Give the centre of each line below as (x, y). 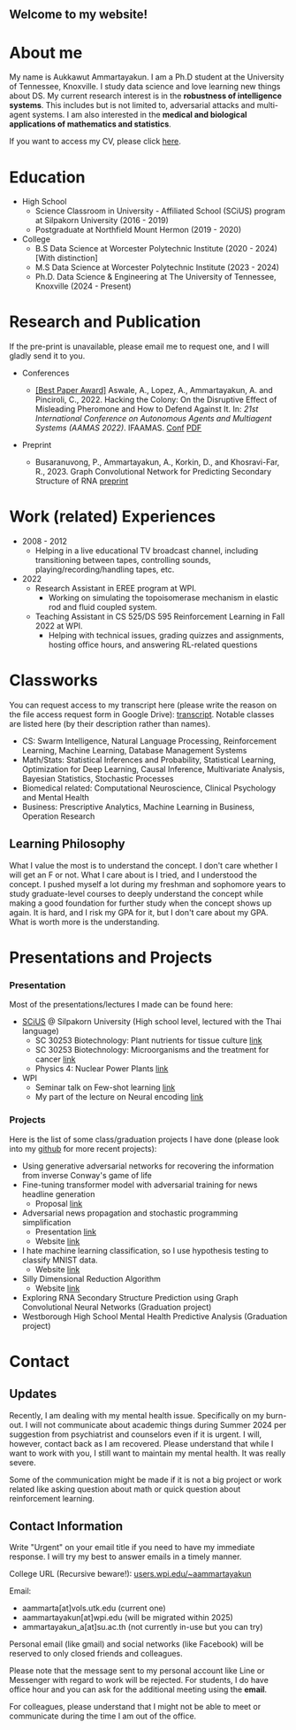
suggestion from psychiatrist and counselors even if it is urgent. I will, (136, 1434)
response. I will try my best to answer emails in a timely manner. (125, 1556)
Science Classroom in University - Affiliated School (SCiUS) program (160, 211)
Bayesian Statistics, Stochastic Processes (98, 779)
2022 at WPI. (59, 626)
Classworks (54, 680)
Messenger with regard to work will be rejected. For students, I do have (139, 1680)
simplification (46, 1222)
